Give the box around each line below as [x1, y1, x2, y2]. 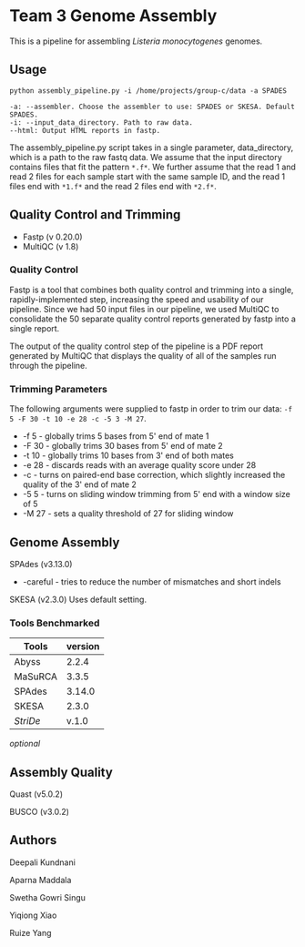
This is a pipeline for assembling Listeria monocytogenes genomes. [9, 36, 263, 46]
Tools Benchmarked [9, 616, 100, 629]
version [66, 640, 100, 653]
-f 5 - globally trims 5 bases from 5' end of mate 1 [22, 431, 209, 442]
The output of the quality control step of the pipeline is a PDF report [9, 341, 264, 351]
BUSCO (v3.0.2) [9, 807, 70, 818]
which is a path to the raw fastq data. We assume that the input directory [9, 151, 282, 162]
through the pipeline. [9, 360, 88, 371]
